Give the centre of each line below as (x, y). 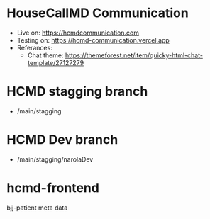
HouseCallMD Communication (98, 13)
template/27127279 (56, 62)
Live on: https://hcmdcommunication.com (78, 33)
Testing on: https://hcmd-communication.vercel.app (93, 40)
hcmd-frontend (53, 188)
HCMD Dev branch (62, 140)
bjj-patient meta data (37, 208)
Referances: (34, 47)
